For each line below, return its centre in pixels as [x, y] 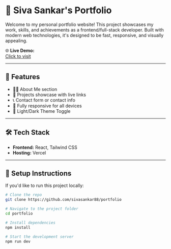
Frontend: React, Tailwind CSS [45, 147]
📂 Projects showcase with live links [49, 95]
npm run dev [18, 241]
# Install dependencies [31, 223]
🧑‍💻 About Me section [35, 89]
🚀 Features [23, 77]
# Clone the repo [24, 195]
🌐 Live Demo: [20, 50]
